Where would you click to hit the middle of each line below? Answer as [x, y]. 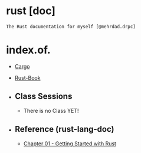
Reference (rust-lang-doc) [64, 129]
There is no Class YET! [51, 110]
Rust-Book [27, 77]
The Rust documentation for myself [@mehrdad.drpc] [71, 27]
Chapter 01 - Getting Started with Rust [70, 144]
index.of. [29, 50]
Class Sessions [43, 97]
